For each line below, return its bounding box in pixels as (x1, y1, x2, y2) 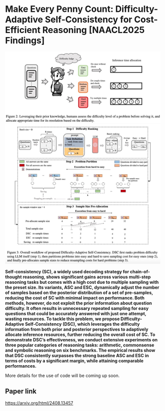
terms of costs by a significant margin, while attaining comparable (5, 358, 144, 364)
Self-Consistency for (45, 14, 132, 25)
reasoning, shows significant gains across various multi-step (23, 274, 151, 280)
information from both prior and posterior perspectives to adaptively (5, 327, 149, 333)
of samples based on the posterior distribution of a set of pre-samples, (5, 290, 153, 296)
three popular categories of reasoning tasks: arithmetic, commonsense (5, 342, 154, 348)
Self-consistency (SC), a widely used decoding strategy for (5, 269, 130, 275)
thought (5, 274, 22, 280)
